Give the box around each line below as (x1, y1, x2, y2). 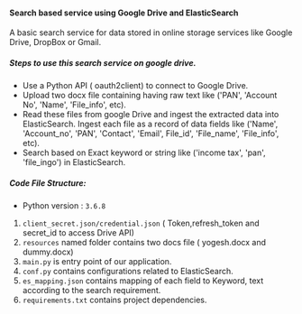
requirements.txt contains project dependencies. (22, 294, 207, 306)
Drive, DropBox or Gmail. (9, 37, 102, 48)
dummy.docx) (22, 246, 74, 257)
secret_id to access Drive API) (22, 227, 135, 238)
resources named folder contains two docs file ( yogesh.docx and (22, 237, 266, 248)
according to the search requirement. (22, 285, 161, 296)
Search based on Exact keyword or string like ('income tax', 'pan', (22, 147, 266, 158)
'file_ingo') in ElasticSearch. (22, 157, 126, 168)
